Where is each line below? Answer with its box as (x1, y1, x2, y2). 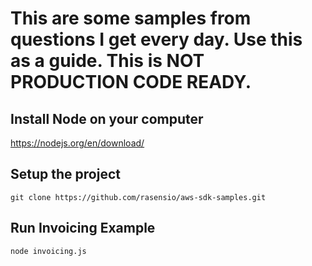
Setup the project (10, 166, 121, 183)
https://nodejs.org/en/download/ (10, 137, 145, 149)
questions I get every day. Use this (10, 28, 303, 51)
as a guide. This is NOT (10, 50, 205, 72)
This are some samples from (10, 7, 252, 30)
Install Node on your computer (10, 110, 204, 127)
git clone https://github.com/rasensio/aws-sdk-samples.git (10, 192, 267, 202)
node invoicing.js (10, 246, 87, 256)
